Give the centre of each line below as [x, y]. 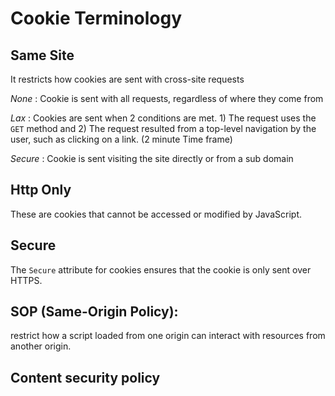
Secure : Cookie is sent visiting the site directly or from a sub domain [152, 158]
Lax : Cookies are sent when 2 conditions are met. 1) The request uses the [163, 118]
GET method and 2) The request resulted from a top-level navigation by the [163, 128]
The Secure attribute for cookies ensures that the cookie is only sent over [161, 269]
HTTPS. [26, 280]
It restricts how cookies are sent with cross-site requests [127, 79]
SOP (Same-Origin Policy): [94, 312]
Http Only [41, 190]
